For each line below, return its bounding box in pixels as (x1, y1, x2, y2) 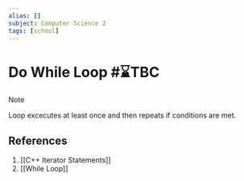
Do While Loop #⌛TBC (8, 63, 159, 81)
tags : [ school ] (8, 27, 60, 35)
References (8, 134, 68, 147)
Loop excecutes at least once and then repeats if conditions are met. (8, 110, 237, 121)
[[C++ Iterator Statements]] (19, 155, 111, 165)
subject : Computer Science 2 (8, 19, 106, 27)
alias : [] (8, 11, 42, 20)
